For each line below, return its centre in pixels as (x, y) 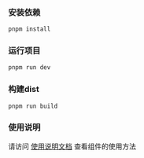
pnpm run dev (30, 68)
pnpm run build (33, 106)
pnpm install (30, 29)
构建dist (24, 90)
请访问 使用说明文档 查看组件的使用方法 (72, 146)
